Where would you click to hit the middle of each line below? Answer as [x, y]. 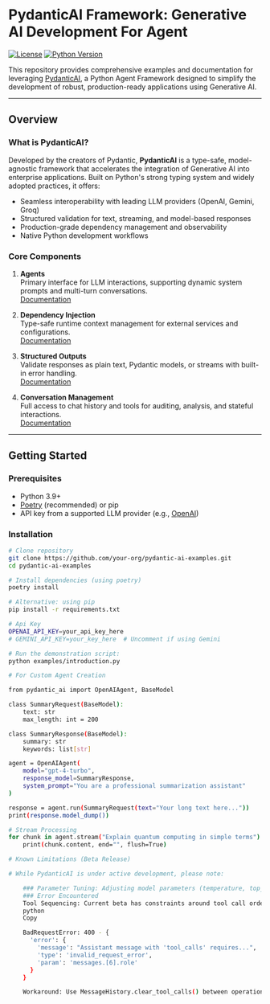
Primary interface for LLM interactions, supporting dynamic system [131, 282]
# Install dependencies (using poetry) [75, 580]
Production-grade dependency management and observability [123, 227]
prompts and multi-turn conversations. [84, 290]
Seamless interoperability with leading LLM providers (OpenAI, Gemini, [137, 201]
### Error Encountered [61, 895]
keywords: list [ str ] [57, 749]
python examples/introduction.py [64, 661]
